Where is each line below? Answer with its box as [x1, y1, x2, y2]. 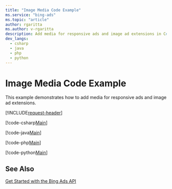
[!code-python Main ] [5, 149, 48, 156]
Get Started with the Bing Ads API [5, 178, 77, 184]
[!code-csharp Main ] [5, 120, 48, 126]
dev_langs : [5, 36, 29, 42]
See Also [5, 164, 34, 173]
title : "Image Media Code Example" [5, 7, 81, 13]
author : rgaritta [5, 22, 42, 27]
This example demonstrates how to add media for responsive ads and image [5, 94, 167, 101]
